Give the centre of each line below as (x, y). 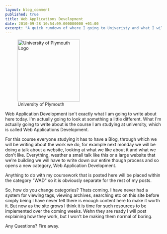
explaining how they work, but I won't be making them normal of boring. (79, 217)
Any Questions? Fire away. (32, 226)
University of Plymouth (41, 104)
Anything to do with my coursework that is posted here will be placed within (83, 175)
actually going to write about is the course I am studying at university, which (83, 124)
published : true (22, 14)
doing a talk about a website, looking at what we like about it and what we (81, 150)
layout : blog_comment (28, 10)
